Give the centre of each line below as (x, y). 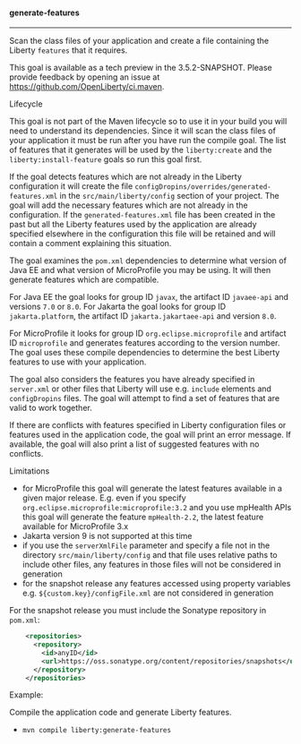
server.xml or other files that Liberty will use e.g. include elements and (140, 389)
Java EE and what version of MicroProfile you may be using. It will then (140, 270)
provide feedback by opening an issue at (85, 77)
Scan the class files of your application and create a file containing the (139, 41)
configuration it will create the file (71, 186)
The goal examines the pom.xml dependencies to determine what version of (148, 261)
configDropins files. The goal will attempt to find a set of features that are (145, 398)
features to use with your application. (78, 362)
